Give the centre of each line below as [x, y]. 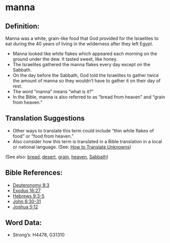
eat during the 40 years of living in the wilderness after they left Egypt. [79, 44]
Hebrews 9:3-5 [29, 196]
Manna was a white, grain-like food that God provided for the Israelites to [82, 38]
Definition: [22, 26]
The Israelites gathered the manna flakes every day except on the [81, 64]
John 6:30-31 [27, 201]
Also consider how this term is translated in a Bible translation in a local [87, 141]
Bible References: [34, 173]
